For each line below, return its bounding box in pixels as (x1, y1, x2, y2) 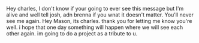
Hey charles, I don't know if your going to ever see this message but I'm (6, 5, 184, 12)
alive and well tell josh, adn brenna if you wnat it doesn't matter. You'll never (6, 11, 194, 18)
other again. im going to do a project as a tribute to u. (6, 30, 138, 37)
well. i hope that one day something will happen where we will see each (6, 24, 183, 31)
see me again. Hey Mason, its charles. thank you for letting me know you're (6, 18, 192, 24)
